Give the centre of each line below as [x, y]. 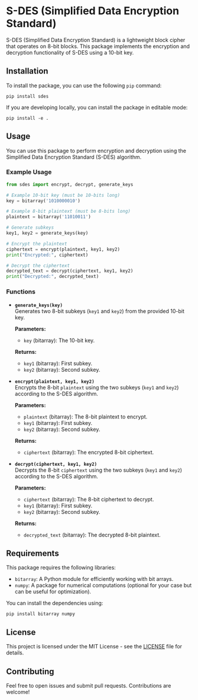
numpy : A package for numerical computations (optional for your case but [103, 586]
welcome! [18, 692]
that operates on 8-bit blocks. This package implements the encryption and [98, 46]
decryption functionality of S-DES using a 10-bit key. [70, 52]
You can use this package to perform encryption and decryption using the [96, 151]
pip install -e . [27, 118]
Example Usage [29, 172]
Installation [27, 71]
